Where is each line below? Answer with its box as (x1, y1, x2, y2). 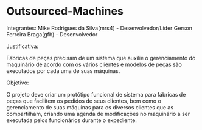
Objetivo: (6, 79, 29, 86)
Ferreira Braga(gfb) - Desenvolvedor (6, 30, 98, 38)
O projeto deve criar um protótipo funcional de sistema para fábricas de (6, 91, 186, 98)
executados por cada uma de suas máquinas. (6, 67, 120, 74)
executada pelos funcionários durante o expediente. (6, 117, 137, 124)
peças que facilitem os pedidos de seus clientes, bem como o (6, 97, 161, 104)
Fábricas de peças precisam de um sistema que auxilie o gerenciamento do (6, 54, 196, 61)
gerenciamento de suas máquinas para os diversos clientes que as (6, 103, 174, 111)
